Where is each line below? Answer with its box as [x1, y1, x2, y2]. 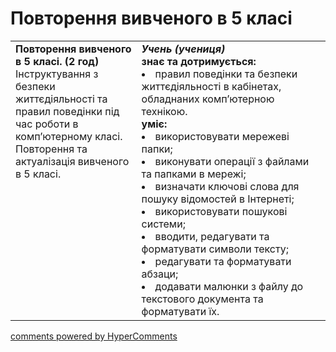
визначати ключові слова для [154, 179, 300, 193]
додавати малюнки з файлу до [154, 279, 304, 293]
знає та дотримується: [141, 54, 257, 68]
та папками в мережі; [141, 167, 247, 181]
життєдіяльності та [15, 92, 108, 106]
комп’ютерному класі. [15, 129, 123, 143]
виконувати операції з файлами [154, 154, 310, 168]
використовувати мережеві [154, 129, 290, 143]
